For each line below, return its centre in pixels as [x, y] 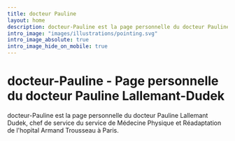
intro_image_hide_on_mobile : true [58, 46]
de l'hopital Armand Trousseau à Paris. [63, 130]
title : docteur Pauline [42, 14]
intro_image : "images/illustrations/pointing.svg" [83, 33]
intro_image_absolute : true [48, 40]
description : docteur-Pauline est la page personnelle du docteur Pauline [119, 27]
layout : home [26, 20]
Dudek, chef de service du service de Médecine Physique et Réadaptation [114, 123]
